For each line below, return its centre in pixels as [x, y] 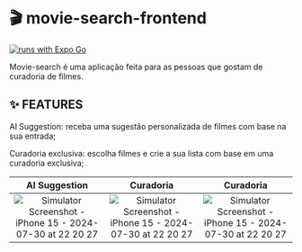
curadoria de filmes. [46, 76]
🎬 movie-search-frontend [108, 18]
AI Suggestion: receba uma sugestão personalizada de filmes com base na [148, 126]
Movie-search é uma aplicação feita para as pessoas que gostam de [136, 67]
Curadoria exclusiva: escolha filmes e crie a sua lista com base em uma [142, 153]
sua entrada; [33, 136]
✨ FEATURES [46, 105]
